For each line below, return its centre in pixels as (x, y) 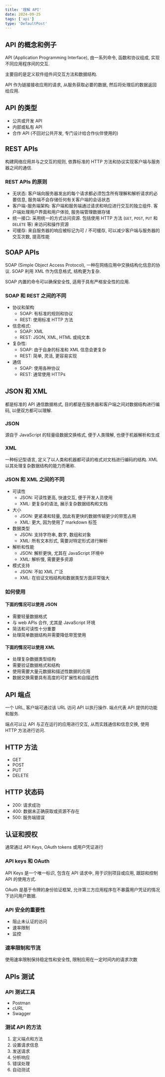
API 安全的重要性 (25, 910)
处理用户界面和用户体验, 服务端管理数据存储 (65, 212)
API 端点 (18, 695)
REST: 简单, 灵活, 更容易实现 (48, 356)
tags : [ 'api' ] (20, 19)
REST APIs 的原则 (26, 182)
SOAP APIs (22, 252)
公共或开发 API (27, 121)
